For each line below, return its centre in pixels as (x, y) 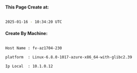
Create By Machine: (27, 33)
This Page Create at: (27, 7)
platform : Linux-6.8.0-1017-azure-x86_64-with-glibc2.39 (69, 57)
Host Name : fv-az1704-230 (34, 48)
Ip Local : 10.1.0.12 (29, 66)
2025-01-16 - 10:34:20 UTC (34, 22)
